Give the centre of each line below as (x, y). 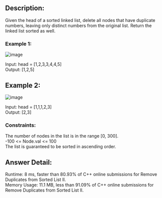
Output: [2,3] (18, 112)
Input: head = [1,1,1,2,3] (29, 107)
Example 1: (18, 43)
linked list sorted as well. (30, 31)
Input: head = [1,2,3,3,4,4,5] (34, 64)
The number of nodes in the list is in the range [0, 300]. (62, 136)
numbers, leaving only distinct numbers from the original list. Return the (79, 25)
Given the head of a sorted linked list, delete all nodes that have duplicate (80, 20)
